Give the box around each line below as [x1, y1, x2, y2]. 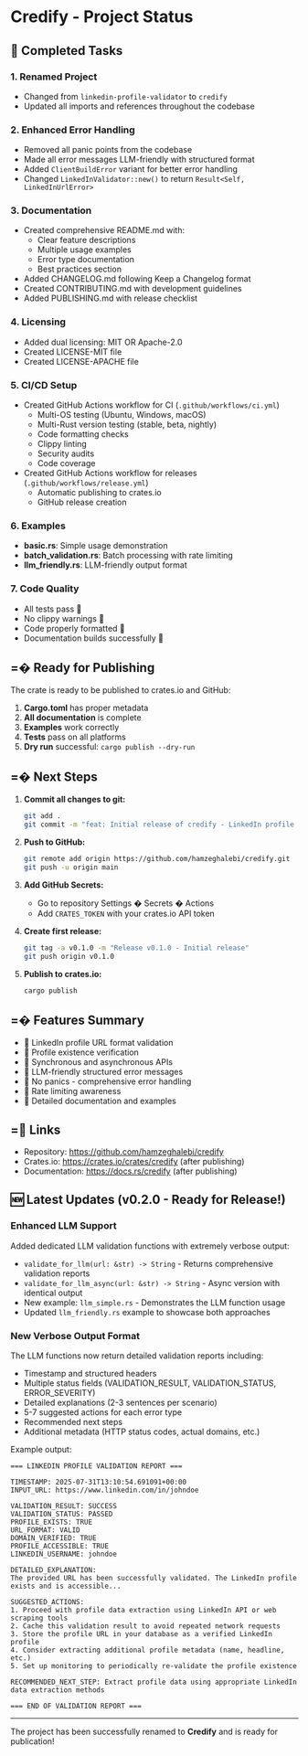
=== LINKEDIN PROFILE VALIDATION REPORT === [10, 1462, 183, 1471]
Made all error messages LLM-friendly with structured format [23, 154, 255, 165]
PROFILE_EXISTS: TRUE [10, 1517, 93, 1527]
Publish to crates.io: [23, 968, 102, 979]
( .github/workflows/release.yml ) [23, 477, 149, 488]
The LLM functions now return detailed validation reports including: [10, 1350, 264, 1361]
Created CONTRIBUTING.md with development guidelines [23, 283, 242, 294]
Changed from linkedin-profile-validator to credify [23, 90, 228, 101]
